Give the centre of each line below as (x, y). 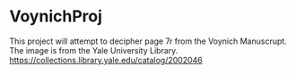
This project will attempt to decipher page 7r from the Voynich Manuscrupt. (148, 41)
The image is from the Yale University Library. (94, 50)
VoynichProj (56, 16)
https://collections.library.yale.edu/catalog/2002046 (106, 60)
